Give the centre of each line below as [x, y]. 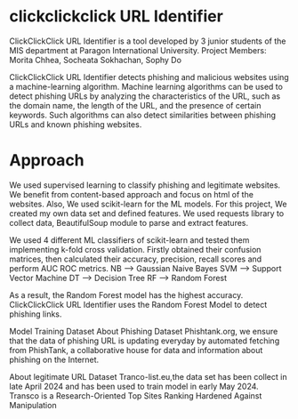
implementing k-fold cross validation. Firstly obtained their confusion [135, 249]
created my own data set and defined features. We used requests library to [147, 213]
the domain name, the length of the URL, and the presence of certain [135, 105]
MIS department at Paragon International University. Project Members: [138, 50]
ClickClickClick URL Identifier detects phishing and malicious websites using [149, 77]
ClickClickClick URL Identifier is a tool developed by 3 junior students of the [148, 41]
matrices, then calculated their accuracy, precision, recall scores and [136, 259]
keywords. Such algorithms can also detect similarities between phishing [143, 115]
